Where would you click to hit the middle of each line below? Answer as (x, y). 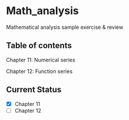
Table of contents (39, 46)
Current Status (34, 90)
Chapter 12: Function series (39, 71)
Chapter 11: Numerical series (41, 59)
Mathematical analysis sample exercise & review (65, 27)
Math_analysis (43, 11)
